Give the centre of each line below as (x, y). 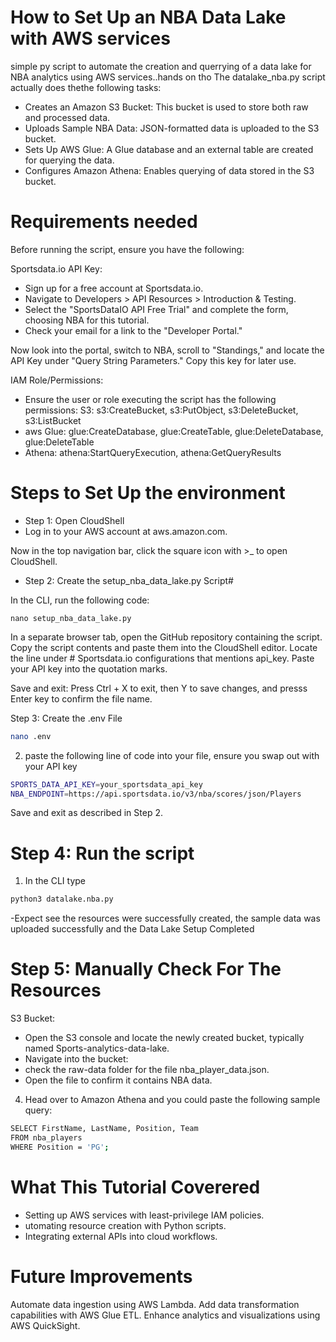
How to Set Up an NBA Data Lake (148, 17)
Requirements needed (104, 222)
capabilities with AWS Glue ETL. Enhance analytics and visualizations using (165, 1315)
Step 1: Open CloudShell (74, 520)
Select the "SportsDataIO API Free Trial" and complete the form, (156, 309)
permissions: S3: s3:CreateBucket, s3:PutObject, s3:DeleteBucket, (161, 410)
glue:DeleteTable (59, 442)
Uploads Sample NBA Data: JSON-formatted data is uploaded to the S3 (172, 128)
